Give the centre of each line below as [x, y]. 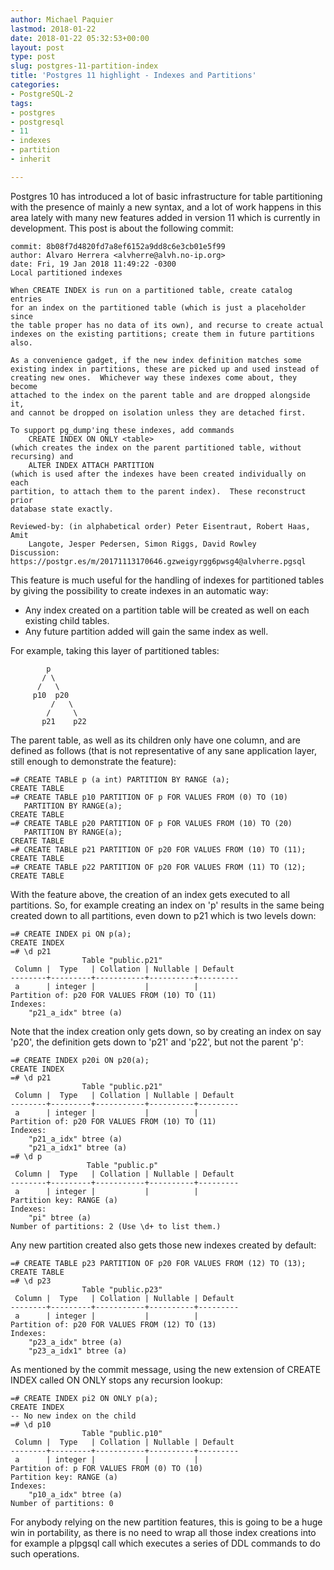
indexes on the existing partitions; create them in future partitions [162, 334]
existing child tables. [67, 620]
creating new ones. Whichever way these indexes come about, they [154, 377]
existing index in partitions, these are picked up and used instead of [165, 369]
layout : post [37, 47]
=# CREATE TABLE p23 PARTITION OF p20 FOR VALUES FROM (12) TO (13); [158, 1263]
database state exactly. [62, 509]
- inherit [31, 159]
